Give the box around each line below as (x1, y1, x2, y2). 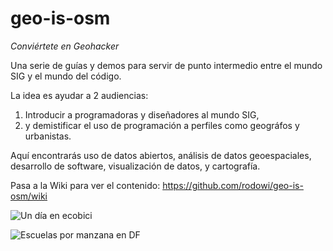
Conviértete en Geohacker (10, 40, 120, 52)
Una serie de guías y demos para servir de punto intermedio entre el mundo (10, 59, 323, 71)
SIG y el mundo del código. (10, 70, 122, 82)
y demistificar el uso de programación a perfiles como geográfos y (24, 119, 300, 131)
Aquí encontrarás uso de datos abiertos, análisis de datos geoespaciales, (10, 149, 312, 161)
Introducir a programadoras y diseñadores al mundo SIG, (24, 108, 260, 121)
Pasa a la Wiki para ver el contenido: (10, 179, 161, 191)
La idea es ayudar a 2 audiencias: (10, 89, 149, 101)
